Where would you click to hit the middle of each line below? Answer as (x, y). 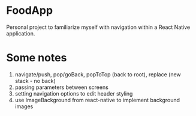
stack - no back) (35, 81)
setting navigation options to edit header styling (74, 93)
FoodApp (29, 11)
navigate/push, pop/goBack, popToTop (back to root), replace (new (98, 74)
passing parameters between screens (62, 87)
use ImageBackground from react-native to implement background (97, 100)
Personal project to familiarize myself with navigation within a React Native (98, 27)
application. (21, 33)
